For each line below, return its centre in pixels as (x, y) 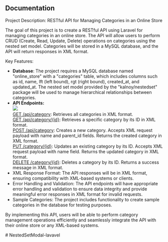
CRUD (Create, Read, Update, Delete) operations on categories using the (80, 41)
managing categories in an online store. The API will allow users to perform (83, 35)
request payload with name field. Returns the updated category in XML (86, 151)
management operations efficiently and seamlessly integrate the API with (81, 220)
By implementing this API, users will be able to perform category (72, 214)
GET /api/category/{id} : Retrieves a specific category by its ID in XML (84, 119)
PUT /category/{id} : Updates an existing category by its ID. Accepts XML (88, 146)
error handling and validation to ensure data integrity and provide (80, 189)
